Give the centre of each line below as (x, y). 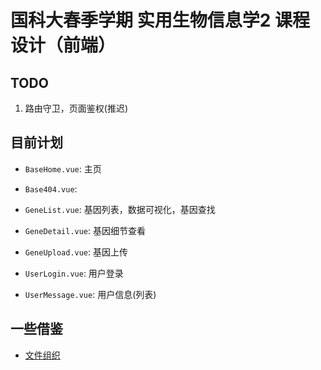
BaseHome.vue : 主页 (63, 168)
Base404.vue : (51, 188)
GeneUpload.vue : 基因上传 (76, 252)
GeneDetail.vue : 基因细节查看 (85, 230)
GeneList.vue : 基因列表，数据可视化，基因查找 (120, 209)
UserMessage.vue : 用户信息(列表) (90, 294)
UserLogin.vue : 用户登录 (74, 273)
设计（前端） (63, 45)
